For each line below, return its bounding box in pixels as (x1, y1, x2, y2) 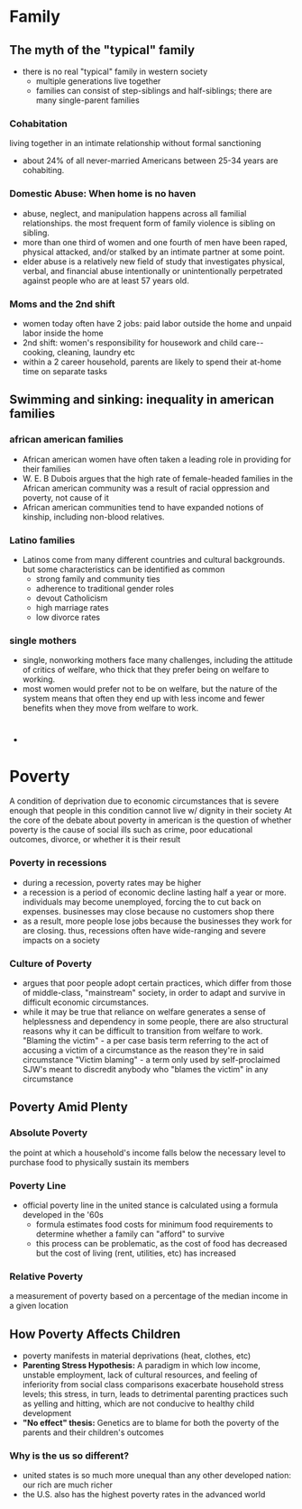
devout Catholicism (35, 593, 108, 603)
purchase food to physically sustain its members (9, 1156, 189, 1167)
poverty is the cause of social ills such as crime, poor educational (9, 824, 253, 835)
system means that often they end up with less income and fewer (22, 693, 265, 704)
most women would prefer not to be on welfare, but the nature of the (22, 684, 278, 695)
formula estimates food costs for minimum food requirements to (35, 1219, 273, 1229)
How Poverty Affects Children (9, 1326, 181, 1341)
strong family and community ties (35, 573, 160, 584)
